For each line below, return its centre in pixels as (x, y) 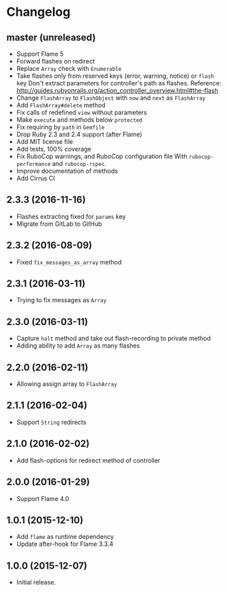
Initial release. (36, 582)
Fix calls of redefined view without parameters (81, 112)
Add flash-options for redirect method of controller (88, 460)
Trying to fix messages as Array (61, 300)
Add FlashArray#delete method (61, 105)
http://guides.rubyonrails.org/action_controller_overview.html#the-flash (117, 91)
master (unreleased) (51, 38)
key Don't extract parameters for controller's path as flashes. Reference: (119, 83)
